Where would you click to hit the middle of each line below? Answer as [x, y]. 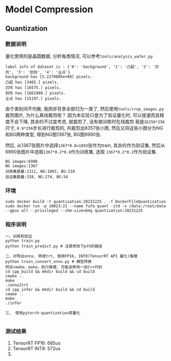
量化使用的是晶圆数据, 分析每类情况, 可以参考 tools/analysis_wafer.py [79, 56]
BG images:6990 [22, 161]
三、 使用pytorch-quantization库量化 [43, 313]
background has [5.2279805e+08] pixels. [49, 77]
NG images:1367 [22, 166]
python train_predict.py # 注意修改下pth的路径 [54, 246]
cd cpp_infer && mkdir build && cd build [50, 290]
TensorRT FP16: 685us [37, 343]
